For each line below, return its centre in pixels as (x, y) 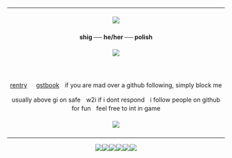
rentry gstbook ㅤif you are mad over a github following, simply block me (116, 85)
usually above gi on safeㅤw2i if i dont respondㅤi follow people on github (116, 100)
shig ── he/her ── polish (116, 37)
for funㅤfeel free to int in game (116, 108)
